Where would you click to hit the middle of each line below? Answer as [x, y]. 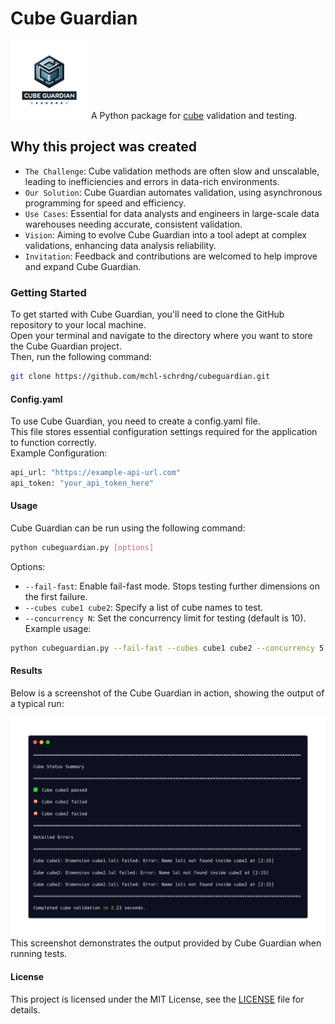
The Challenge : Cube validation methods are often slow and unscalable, [172, 171]
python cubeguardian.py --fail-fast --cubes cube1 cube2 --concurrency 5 [167, 648]
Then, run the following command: [81, 357]
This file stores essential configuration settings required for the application [164, 432]
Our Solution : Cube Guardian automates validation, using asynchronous [173, 192]
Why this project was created [103, 147]
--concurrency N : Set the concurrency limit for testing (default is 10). [165, 618]
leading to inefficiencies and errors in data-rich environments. [152, 181]
